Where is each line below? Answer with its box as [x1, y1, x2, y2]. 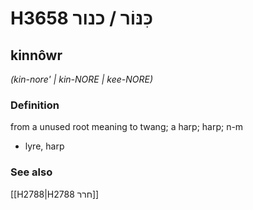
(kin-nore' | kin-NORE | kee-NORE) [10, 73, 153, 85]
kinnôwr [10, 47, 63, 64]
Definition [10, 98, 60, 112]
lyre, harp [24, 140, 65, 152]
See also [10, 165, 53, 179]
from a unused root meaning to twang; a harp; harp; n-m [10, 121, 244, 133]
